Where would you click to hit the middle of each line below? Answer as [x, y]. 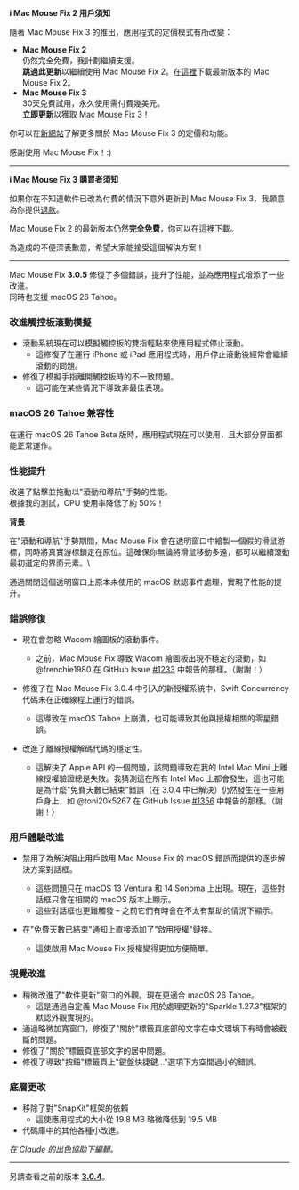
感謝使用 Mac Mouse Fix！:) [61, 152]
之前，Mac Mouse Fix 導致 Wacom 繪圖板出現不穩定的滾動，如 [151, 658]
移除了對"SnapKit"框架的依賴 [75, 1108]
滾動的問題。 [59, 366]
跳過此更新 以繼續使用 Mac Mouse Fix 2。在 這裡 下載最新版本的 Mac [145, 71]
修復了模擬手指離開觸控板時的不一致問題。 [100, 377]
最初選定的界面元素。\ [50, 563]
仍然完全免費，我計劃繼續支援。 [81, 60]
